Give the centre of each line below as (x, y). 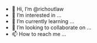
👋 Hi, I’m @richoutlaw (38, 9)
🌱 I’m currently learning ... (43, 21)
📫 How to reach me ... (39, 34)
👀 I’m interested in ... (36, 15)
